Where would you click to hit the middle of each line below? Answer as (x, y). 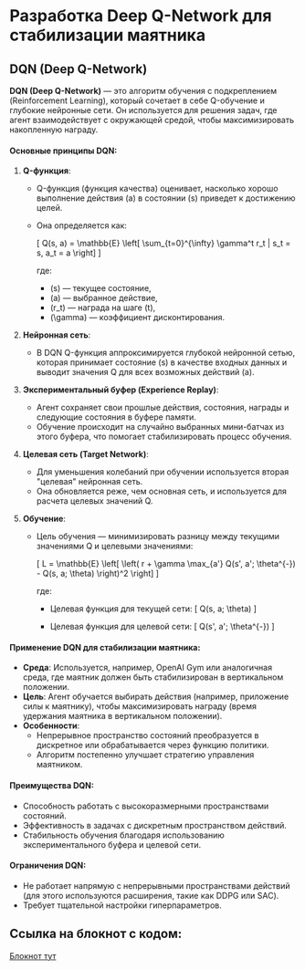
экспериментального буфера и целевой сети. (112, 844)
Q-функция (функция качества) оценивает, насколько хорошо (157, 189)
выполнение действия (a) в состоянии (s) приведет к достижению (166, 198)
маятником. (59, 765)
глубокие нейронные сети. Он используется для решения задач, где (143, 110)
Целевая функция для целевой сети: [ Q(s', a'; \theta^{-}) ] (163, 627)
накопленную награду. (54, 130)
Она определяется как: (82, 225)
